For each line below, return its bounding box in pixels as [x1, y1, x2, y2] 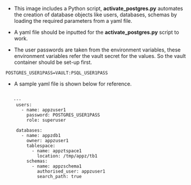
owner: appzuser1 [26, 138, 69, 143]
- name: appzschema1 [31, 163, 82, 169]
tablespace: [26, 143, 56, 149]
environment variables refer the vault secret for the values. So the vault [13, 53, 186, 59]
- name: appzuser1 [21, 107, 66, 113]
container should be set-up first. [13, 59, 92, 66]
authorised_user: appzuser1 [36, 169, 106, 174]
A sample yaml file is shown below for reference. [13, 80, 132, 87]
